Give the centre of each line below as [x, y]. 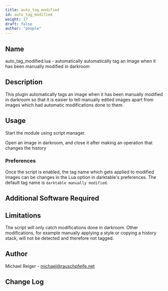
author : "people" [23, 29]
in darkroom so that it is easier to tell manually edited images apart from [79, 100]
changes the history [26, 148]
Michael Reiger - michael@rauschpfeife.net [50, 266]
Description [24, 82]
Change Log [25, 282]
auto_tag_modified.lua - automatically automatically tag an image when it [80, 61]
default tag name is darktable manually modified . [57, 182]
